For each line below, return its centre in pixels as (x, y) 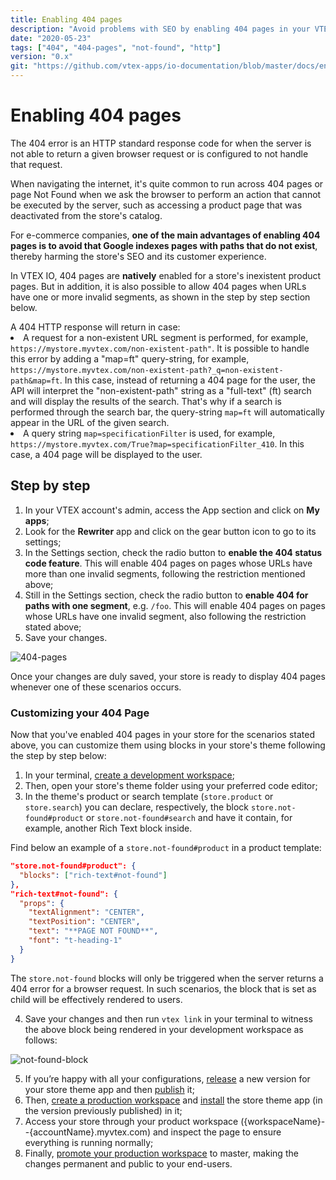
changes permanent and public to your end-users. (128, 1163)
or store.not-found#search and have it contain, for (189, 818)
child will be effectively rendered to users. (96, 999)
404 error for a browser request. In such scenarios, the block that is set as (163, 988)
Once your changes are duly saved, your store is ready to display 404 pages (168, 676)
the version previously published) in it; (103, 1110)
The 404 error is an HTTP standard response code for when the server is (161, 143)
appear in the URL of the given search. (90, 422)
